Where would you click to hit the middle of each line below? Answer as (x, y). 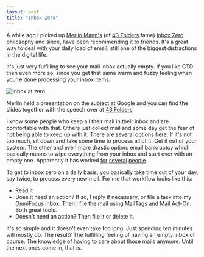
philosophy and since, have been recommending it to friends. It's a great (97, 42)
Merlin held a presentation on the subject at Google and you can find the (97, 103)
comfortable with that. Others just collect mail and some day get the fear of (100, 128)
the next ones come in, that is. (44, 247)
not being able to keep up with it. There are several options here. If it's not (99, 134)
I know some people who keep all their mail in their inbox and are (88, 121)
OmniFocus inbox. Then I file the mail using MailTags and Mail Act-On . (103, 203)
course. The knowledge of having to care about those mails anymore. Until (100, 241)
